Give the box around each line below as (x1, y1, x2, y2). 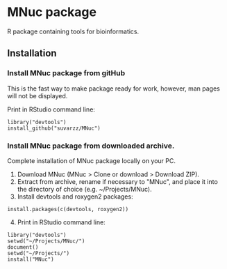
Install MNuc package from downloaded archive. (7, 141, 175, 151)
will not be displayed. (7, 91, 68, 100)
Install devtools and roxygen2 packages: (17, 192, 133, 201)
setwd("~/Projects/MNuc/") (7, 238, 85, 245)
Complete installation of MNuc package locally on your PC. (7, 156, 176, 164)
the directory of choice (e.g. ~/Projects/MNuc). (17, 185, 152, 193)
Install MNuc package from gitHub (7, 68, 126, 78)
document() (7, 243, 39, 251)
